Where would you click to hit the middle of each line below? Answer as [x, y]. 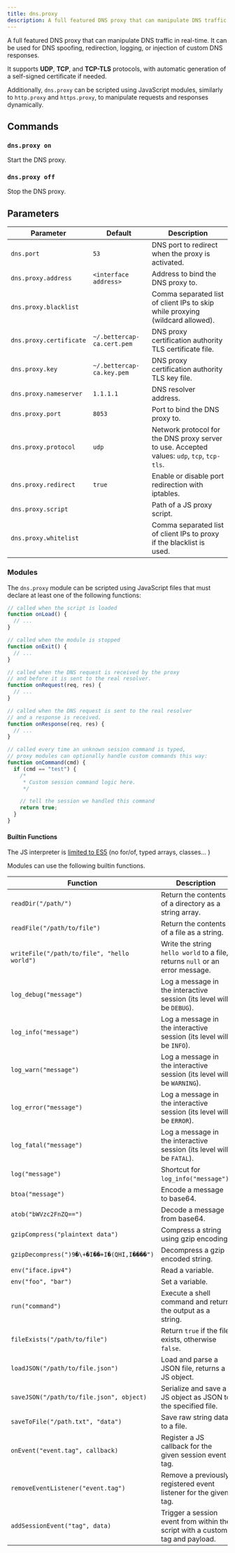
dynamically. [26, 104]
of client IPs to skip [183, 303]
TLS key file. [172, 378]
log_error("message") [47, 1108]
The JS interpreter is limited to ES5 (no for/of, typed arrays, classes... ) [109, 852]
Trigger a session [189, 1513]
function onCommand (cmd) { [47, 763]
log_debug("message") [47, 995]
